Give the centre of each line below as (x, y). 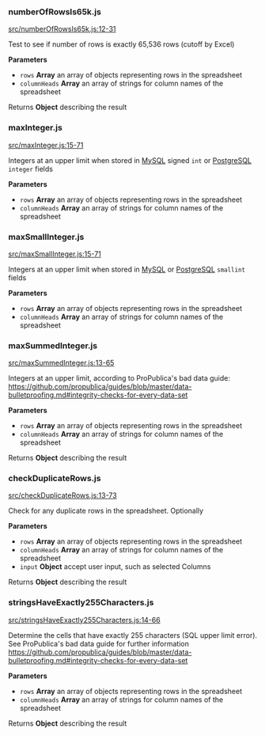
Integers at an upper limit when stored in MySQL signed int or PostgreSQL (130, 160)
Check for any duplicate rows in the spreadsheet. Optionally (106, 511)
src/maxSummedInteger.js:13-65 (61, 363)
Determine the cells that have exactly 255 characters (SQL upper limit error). (133, 635)
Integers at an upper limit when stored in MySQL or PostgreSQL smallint (127, 269)
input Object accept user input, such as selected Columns (115, 567)
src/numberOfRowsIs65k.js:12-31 (62, 29)
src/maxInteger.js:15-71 (46, 145)
